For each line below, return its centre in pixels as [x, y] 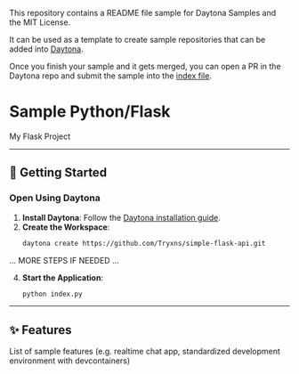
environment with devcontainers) [70, 361]
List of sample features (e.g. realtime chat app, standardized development [145, 352]
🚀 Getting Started [58, 173]
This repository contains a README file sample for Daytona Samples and [143, 13]
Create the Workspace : [66, 227]
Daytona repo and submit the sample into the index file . [110, 76]
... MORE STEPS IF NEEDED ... [64, 260]
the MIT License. [40, 22]
